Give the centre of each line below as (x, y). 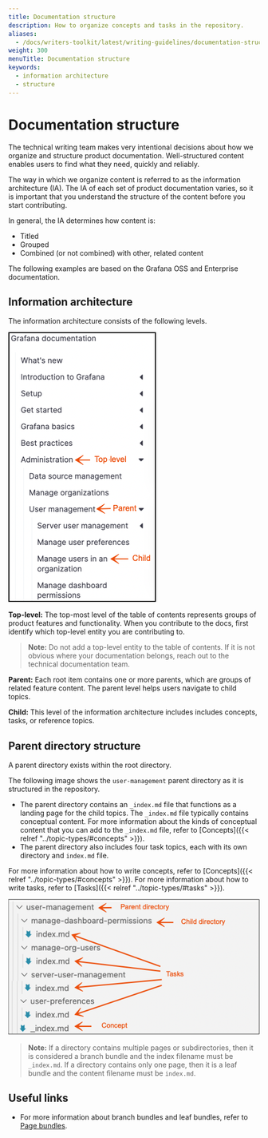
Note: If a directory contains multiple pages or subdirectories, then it (140, 1048)
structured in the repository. (54, 789)
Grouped (34, 245)
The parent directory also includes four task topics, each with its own (133, 847)
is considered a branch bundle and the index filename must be (130, 1056)
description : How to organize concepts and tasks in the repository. (126, 25)
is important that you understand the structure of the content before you (127, 197)
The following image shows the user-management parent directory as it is (126, 781)
